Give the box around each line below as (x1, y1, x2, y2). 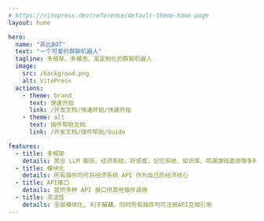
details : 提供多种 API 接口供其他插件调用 (22, 186, 148, 194)
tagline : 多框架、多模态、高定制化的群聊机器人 (15, 55, 152, 63)
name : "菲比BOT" (15, 40, 66, 48)
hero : (8, 33, 26, 41)
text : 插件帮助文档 (28, 121, 86, 129)
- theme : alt (22, 113, 65, 122)
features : (8, 142, 41, 150)
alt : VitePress (22, 76, 72, 85)
